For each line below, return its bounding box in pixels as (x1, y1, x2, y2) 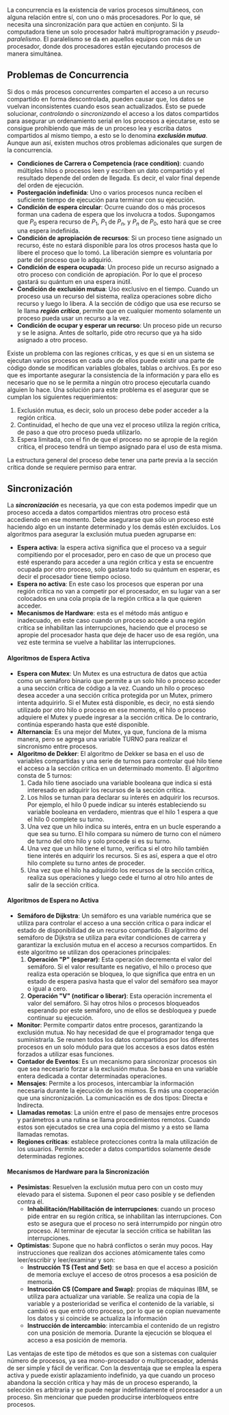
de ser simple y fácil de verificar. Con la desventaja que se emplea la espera (7, 1364, 222, 1372)
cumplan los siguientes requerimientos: (7, 392, 118, 401)
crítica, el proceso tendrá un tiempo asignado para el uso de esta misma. (16, 442, 223, 451)
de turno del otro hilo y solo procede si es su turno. (27, 837, 172, 845)
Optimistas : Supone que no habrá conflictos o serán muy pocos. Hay (16, 1241, 213, 1250)
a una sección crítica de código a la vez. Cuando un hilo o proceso (16, 684, 205, 692)
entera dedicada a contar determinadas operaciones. (16, 1071, 167, 1080)
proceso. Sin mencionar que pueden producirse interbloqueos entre (7, 1393, 199, 1401)
